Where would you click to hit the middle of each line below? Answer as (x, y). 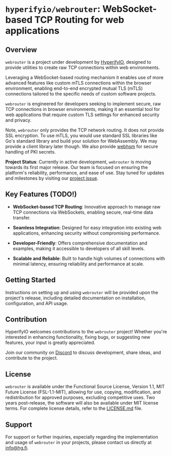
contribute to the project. (32, 358)
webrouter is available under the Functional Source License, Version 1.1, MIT (85, 387)
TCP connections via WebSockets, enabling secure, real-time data (83, 212)
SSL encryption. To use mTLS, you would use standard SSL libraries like (81, 136)
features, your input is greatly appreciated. (50, 343)
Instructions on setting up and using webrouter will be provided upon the (82, 292)
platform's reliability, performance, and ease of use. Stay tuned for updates (85, 173)
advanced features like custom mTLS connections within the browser (78, 83)
